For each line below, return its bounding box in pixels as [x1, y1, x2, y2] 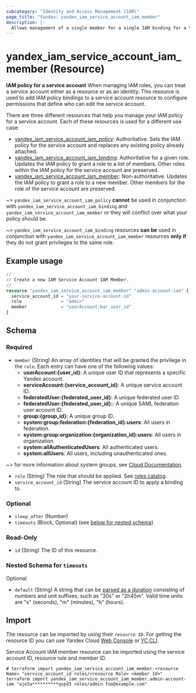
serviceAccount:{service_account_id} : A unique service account [23, 381, 183, 388]
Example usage [6, 256, 63, 266]
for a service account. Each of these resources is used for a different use [6, 118, 182, 125]
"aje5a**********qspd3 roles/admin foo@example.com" [16, 681, 148, 687]
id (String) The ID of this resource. [14, 547, 98, 554]
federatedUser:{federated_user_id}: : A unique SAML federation [23, 400, 179, 407]
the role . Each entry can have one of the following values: [14, 363, 155, 370]
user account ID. [23, 406, 63, 413]
